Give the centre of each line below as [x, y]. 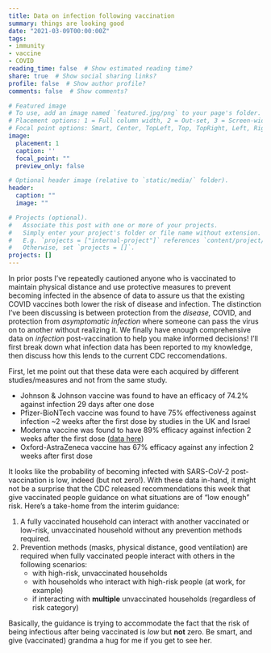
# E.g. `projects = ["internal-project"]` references [104, 240]
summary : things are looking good [67, 23]
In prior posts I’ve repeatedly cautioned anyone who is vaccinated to [122, 278]
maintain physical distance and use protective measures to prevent [120, 287]
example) [48, 590]
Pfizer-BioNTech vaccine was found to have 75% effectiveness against [138, 413]
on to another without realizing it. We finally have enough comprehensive [130, 330]
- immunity [27, 46]
